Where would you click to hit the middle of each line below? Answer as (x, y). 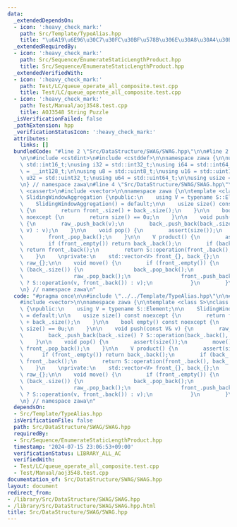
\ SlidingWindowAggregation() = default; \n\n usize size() (118, 204)
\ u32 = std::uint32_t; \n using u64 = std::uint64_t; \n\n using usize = (126, 178)
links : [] (35, 145)
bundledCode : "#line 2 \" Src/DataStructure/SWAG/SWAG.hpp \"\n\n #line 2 (121, 152)
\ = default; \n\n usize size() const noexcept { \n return (123, 316)
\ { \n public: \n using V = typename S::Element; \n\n (102, 309)
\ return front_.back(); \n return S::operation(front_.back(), (126, 250)
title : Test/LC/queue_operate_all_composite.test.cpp (101, 92)
